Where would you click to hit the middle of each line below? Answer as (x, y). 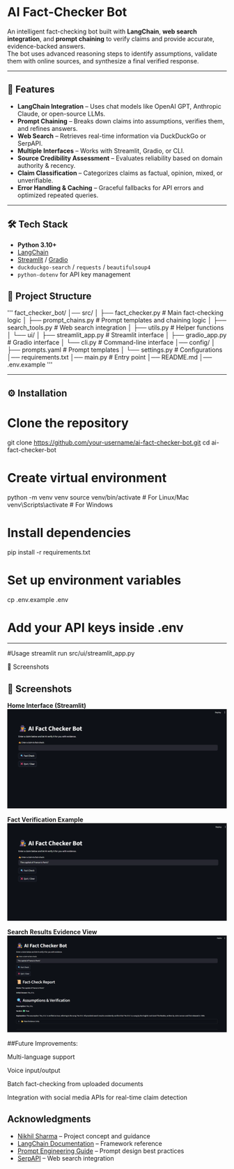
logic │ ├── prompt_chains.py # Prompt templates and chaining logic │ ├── (117, 320)
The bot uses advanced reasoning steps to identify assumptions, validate (112, 54)
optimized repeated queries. (58, 195)
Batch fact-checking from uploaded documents (76, 1084)
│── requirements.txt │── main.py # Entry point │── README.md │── (110, 357)
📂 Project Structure (49, 296)
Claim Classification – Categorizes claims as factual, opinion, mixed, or (120, 173)
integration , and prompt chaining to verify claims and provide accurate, (111, 38)
